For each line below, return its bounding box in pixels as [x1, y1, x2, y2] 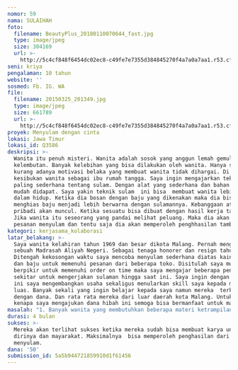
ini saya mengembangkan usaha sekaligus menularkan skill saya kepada [13, 280, 227, 287]
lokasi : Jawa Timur [7, 135, 65, 142]
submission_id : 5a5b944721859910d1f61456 [7, 352, 132, 359]
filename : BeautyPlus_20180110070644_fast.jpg [13, 30, 154, 37]
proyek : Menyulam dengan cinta [7, 129, 100, 136]
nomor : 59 [7, 10, 37, 18]
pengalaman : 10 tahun [7, 69, 72, 76]
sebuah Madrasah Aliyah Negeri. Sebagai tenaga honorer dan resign [13, 247, 217, 255]
